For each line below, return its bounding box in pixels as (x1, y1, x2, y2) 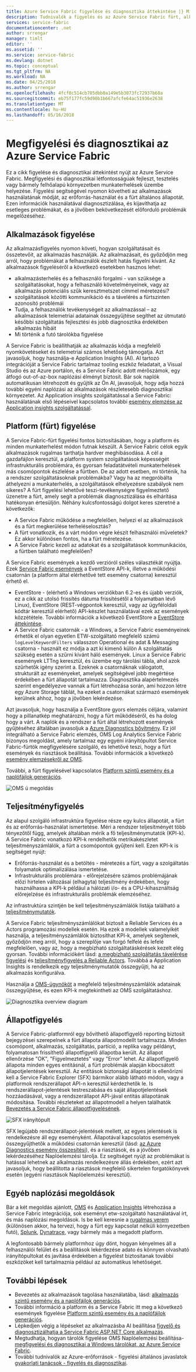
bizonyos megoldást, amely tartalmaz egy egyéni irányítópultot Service (6, 737, 177, 744)
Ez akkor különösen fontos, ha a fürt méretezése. (14, 535, 133, 542)
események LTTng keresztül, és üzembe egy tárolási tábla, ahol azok (14, 657, 180, 664)
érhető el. (6, 577, 29, 584)
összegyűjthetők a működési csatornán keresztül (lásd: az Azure (6, 1140, 162, 1147)
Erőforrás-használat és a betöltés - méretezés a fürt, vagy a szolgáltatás (14, 859, 189, 866)
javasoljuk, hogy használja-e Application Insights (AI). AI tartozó (6, 355, 159, 362)
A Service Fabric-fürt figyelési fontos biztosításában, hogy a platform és (6, 436, 180, 443)
